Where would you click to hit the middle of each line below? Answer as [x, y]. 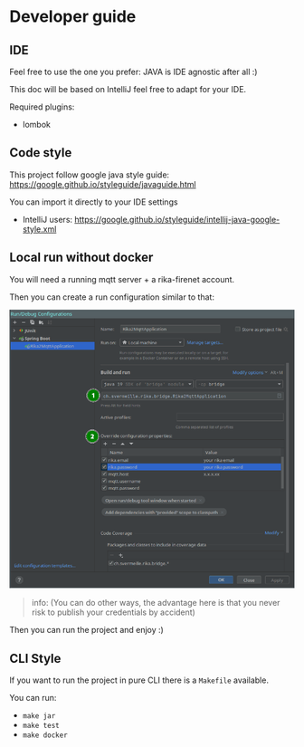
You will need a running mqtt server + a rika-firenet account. [122, 279]
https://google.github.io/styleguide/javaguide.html [103, 184]
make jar [39, 716]
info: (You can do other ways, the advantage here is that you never [156, 603]
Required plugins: [42, 107]
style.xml [39, 229]
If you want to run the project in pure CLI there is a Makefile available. [139, 680]
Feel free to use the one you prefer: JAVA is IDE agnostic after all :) [133, 72]
